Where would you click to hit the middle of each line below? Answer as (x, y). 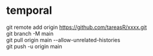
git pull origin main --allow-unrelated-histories (63, 40)
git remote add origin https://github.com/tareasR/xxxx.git (76, 27)
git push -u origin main (34, 46)
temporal (29, 11)
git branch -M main (30, 33)
